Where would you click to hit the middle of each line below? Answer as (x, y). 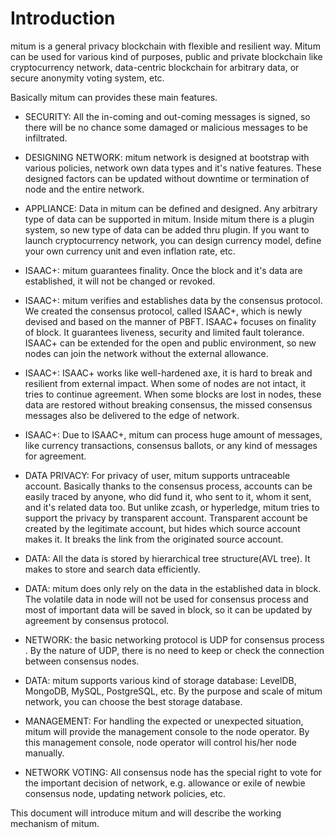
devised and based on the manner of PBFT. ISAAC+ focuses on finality (170, 321)
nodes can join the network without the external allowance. (146, 353)
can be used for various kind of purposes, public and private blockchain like (166, 56)
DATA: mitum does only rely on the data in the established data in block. (173, 588)
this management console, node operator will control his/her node (160, 742)
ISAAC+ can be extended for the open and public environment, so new (170, 343)
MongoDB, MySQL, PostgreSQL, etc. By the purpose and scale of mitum (173, 691)
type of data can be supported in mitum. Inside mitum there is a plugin (169, 219)
